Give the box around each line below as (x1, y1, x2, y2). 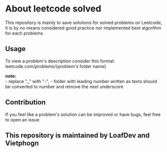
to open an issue (5, 116, 39, 122)
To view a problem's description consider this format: (5, 58, 115, 64)
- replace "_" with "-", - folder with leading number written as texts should (5, 78, 157, 84)
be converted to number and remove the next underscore (5, 83, 123, 89)
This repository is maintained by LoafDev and (5, 131, 150, 139)
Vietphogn (5, 138, 39, 147)
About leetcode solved (5, 3, 101, 14)
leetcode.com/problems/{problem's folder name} (5, 63, 106, 69)
